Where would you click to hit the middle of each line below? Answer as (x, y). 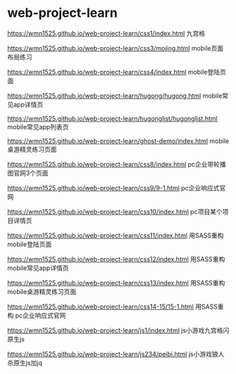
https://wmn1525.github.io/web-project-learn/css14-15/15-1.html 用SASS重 (116, 307)
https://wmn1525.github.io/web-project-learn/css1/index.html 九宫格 (106, 33)
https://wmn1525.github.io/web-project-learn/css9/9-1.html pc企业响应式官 (117, 188)
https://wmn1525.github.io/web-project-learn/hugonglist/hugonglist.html (112, 118)
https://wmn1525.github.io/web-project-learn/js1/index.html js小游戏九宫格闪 (118, 330)
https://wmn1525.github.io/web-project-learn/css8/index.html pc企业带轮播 (117, 164)
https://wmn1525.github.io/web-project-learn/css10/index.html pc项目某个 (115, 212)
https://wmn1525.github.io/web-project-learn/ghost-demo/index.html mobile (118, 141)
